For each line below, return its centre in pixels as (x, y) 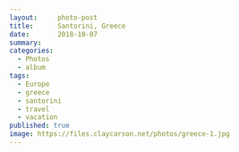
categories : (31, 51)
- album (32, 68)
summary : (26, 42)
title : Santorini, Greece (68, 26)
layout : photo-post (54, 17)
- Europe (34, 84)
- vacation (38, 117)
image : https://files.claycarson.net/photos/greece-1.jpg (119, 134)
